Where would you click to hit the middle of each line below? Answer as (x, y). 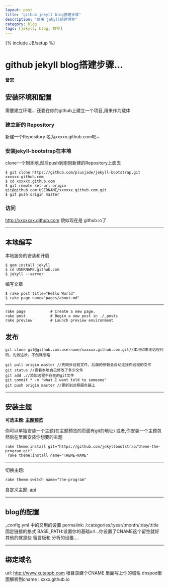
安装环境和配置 (28, 97)
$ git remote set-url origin (36, 186)
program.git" (19, 451)
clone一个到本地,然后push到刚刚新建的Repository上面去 (63, 163)
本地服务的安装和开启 (27, 255)
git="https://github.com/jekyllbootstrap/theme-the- (104, 447)
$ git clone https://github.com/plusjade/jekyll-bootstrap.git (73, 173)
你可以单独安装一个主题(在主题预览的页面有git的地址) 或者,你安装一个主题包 (83, 431)
